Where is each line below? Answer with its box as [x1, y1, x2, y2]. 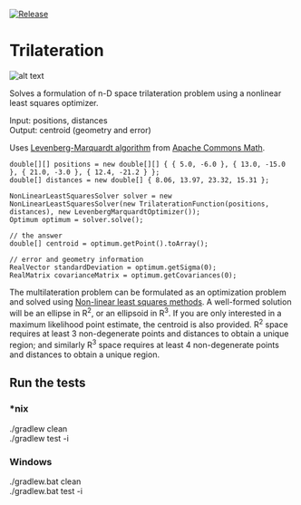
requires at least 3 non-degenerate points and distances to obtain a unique [9, 328, 289, 339]
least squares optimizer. [9, 97, 99, 108]
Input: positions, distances [9, 114, 108, 126]
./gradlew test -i [9, 432, 70, 443]
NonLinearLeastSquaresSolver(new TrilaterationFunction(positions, [9, 199, 270, 209]
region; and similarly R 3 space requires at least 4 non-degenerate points [9, 338, 279, 350]
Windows [9, 455, 53, 468]
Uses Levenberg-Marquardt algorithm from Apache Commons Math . [9, 141, 266, 153]
